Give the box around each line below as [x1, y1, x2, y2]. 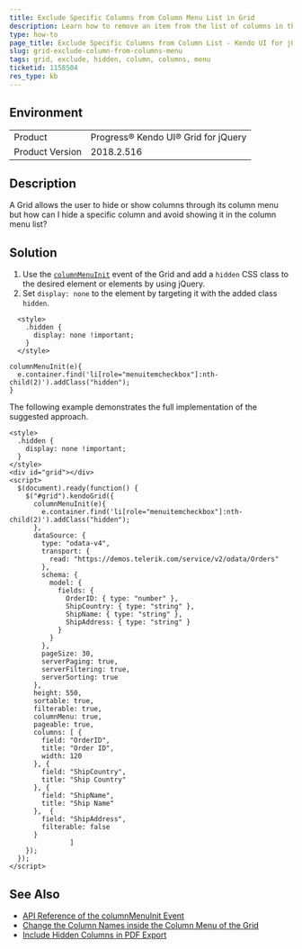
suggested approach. [9, 411, 89, 422]
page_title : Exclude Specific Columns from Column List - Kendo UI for [9, 38, 283, 48]
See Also [9, 886, 60, 901]
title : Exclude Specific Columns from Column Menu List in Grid [9, 13, 255, 23]
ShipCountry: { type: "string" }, [66, 602, 195, 611]
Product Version [13, 145, 83, 158]
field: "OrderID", [41, 736, 111, 746]
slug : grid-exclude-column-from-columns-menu [9, 47, 182, 56]
